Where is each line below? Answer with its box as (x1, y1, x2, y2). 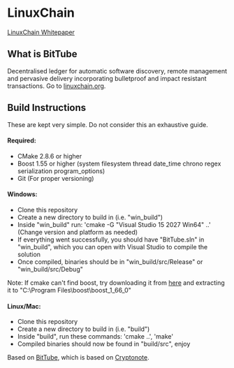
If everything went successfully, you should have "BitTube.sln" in (17, 235, 205, 244)
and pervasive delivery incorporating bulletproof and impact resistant (7, 74, 207, 82)
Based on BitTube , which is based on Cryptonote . (7, 353, 149, 362)
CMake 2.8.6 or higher (17, 152, 82, 160)
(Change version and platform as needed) (17, 228, 138, 236)
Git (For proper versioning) (17, 174, 94, 182)
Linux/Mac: (7, 302, 41, 310)
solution (17, 250, 41, 258)
